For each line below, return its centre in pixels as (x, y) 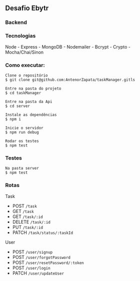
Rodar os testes (22, 141)
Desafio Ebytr (27, 8)
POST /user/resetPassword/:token (48, 262)
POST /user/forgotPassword (41, 257)
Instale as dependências (31, 114)
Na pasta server (22, 168)
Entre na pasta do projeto (33, 88)
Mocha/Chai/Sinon (24, 52)
